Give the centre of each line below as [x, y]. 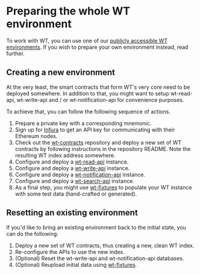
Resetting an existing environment [72, 213]
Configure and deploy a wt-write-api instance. [72, 168]
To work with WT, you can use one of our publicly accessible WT [87, 40]
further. [16, 53]
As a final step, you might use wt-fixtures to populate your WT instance [103, 187]
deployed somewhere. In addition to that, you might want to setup [88, 93]
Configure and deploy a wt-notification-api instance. [80, 174]
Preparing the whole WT [68, 11]
